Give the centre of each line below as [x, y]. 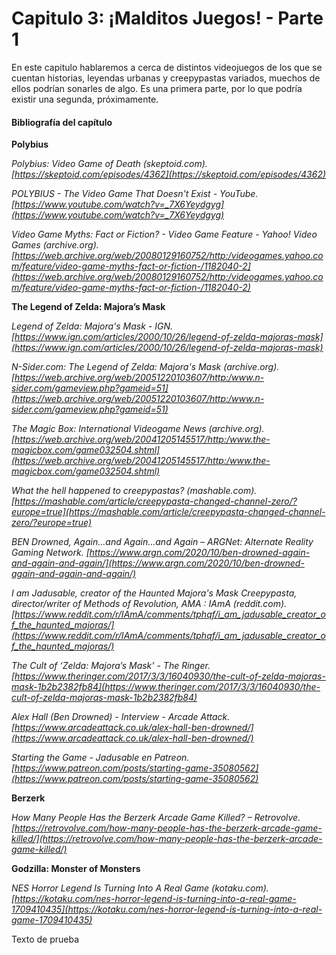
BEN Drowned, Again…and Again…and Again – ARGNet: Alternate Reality [162, 542]
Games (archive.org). [55, 245]
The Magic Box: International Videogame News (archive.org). [138, 429]
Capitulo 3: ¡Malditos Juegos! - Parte [167, 18]
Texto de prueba [45, 939]
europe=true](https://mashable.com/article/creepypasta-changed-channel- [168, 512]
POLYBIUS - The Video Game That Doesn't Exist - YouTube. [135, 194]
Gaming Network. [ [50, 553]
